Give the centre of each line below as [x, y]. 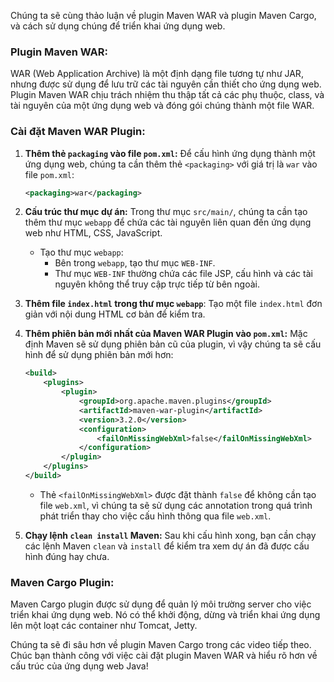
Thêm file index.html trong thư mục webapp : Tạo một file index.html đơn [173, 304]
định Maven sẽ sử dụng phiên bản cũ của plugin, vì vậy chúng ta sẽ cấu [173, 344]
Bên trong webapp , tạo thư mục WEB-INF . [135, 263]
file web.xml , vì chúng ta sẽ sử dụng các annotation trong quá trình [176, 505]
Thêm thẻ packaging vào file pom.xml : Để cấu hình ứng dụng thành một [170, 153]
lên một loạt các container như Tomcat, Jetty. [104, 626]
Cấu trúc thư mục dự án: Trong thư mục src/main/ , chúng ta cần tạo [166, 212]
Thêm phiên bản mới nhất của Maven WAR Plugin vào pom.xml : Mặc [166, 334]
